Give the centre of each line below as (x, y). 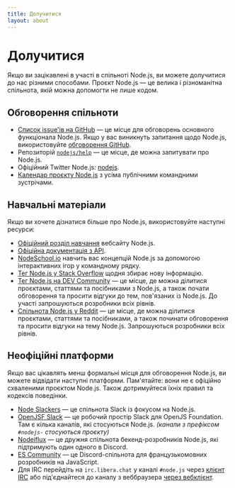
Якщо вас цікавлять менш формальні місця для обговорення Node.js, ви (117, 372)
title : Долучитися (34, 14)
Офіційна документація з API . (62, 251)
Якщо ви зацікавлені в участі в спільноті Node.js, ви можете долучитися (116, 75)
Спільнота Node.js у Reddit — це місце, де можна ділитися (106, 311)
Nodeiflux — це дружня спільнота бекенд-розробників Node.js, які (118, 439)
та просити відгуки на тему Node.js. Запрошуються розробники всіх (121, 326)
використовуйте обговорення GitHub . (74, 145)
